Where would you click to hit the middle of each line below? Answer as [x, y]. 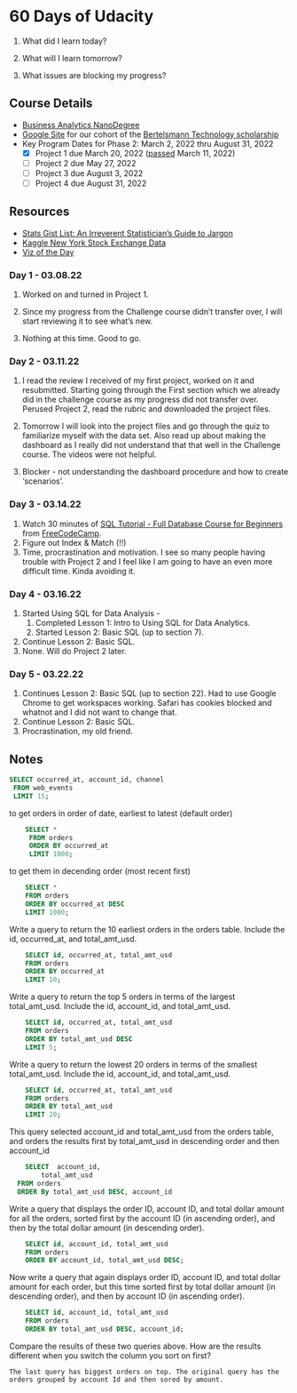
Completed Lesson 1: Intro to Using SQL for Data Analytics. [143, 623]
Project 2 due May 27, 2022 [86, 163]
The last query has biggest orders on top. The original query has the [144, 1372]
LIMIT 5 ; [41, 1047]
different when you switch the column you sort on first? [110, 1355]
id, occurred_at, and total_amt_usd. [73, 939]
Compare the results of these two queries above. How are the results [135, 1346]
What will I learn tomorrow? [72, 58]
